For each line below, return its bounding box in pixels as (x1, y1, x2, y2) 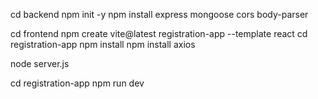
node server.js (10, 58, 70, 69)
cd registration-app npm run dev (10, 77, 145, 89)
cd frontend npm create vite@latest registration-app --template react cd (10, 28, 308, 39)
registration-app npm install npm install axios (10, 39, 196, 50)
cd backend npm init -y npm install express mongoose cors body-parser (10, 9, 309, 20)
